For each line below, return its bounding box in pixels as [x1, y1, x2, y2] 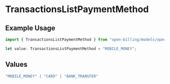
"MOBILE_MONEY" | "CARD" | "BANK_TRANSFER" [5, 73, 99, 79]
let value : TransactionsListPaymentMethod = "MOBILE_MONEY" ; [5, 46, 137, 51]
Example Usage [5, 24, 56, 32]
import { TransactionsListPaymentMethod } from [5, 37, 108, 42]
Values [5, 60, 28, 69]
